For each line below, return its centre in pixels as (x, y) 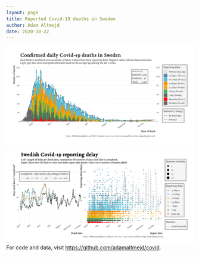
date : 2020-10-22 (28, 32)
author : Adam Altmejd (33, 25)
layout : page (22, 12)
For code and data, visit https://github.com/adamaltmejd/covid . (84, 247)
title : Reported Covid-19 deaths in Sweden (61, 19)
